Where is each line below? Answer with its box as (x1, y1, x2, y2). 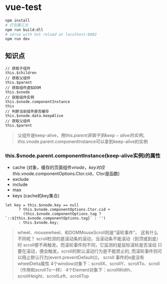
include (12, 181, 28, 188)
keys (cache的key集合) (12, 193, 60, 199)
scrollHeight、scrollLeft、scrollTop (17, 273, 89, 279)
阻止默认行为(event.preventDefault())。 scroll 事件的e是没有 (21, 255, 145, 261)
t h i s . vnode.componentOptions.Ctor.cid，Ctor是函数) (12, 171, 120, 177)
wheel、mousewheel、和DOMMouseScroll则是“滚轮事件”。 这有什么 (17, 230, 159, 236)
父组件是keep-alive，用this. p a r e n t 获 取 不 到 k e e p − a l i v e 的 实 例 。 (17, 133, 148, 139)
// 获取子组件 (5, 66, 31, 71)
